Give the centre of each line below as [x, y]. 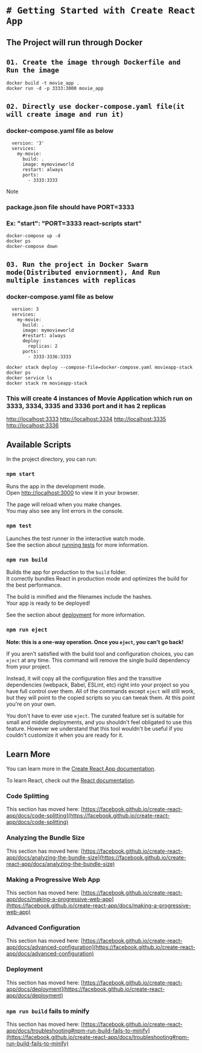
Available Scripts [39, 444]
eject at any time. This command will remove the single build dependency [98, 660]
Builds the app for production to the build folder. [67, 572]
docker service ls [29, 378]
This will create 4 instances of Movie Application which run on [99, 398]
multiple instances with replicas [71, 280]
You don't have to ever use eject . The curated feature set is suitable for [95, 716]
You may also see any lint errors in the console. [65, 511]
